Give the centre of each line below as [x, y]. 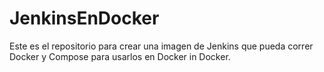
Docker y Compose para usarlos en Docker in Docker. [120, 56]
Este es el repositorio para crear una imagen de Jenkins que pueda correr [161, 46]
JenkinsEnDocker [84, 18]
